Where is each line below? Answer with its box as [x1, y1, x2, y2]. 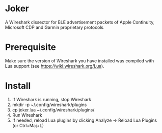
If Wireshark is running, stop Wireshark [12, 96, 92, 102]
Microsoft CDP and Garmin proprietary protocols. [5, 24, 105, 30]
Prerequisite [5, 42, 56, 53]
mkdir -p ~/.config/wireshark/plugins [12, 102, 87, 107]
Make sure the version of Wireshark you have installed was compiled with [5, 57, 154, 64]
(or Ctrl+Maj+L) [12, 122, 44, 128]
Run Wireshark [12, 112, 43, 118]
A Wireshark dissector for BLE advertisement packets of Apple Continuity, [5, 19, 155, 25]
